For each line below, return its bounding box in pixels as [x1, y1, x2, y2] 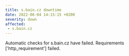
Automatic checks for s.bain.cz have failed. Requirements [5, 40, 124, 46]
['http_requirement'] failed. [5, 45, 61, 51]
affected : [5, 21, 26, 27]
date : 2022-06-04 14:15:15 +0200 [5, 12, 75, 17]
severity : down [5, 17, 37, 22]
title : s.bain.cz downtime [5, 7, 62, 13]
